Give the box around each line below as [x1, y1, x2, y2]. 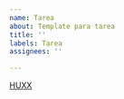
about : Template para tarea [9, 22, 116, 31]
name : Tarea [9, 13, 54, 23]
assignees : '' [9, 47, 63, 56]
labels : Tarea [9, 38, 63, 48]
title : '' [9, 30, 47, 39]
